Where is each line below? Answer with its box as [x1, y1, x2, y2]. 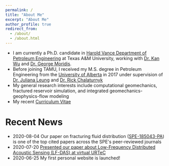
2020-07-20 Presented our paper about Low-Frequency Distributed [12, 144, 156, 150]
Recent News [5, 117, 63, 128]
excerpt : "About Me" [5, 17, 50, 22]
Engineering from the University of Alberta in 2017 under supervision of [12, 71, 163, 77]
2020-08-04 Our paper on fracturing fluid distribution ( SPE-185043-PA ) [12, 133, 164, 139]
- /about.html [10, 36, 40, 41]
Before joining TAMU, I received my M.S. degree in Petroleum [12, 66, 142, 72]
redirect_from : [5, 26, 38, 32]
